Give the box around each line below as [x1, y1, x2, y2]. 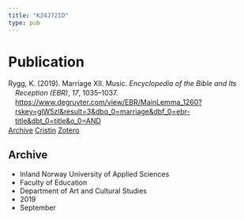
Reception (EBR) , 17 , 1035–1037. [15, 88, 118, 98]
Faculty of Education [19, 177, 88, 187]
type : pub [8, 19, 41, 27]
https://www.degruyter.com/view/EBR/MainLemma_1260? [15, 98, 203, 107]
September [19, 203, 57, 212]
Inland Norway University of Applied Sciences [19, 169, 170, 178]
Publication [8, 53, 84, 71]
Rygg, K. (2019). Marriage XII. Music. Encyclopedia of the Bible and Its [8, 79, 237, 88]
